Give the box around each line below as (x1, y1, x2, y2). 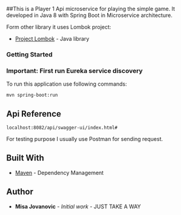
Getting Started (6, 50, 53, 58)
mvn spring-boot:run (6, 92, 59, 98)
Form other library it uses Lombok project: (6, 24, 111, 30)
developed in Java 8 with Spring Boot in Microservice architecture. (6, 12, 173, 19)
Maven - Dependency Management (15, 169, 104, 176)
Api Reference (6, 109, 62, 119)
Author (6, 186, 33, 197)
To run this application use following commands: (6, 80, 127, 87)
